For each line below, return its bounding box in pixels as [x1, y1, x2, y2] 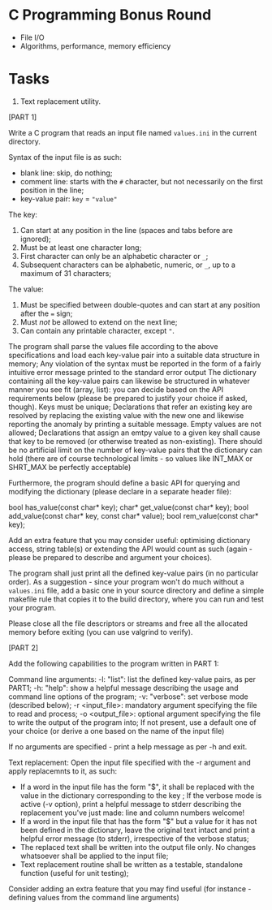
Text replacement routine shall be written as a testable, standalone [19, 859, 244, 869]
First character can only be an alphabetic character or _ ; [19, 251, 209, 261]
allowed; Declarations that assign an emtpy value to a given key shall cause [8, 428, 261, 438]
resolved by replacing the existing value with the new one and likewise [8, 410, 244, 420]
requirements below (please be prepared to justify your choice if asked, [8, 393, 248, 403]
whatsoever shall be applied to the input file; [19, 851, 169, 860]
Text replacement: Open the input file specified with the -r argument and [8, 757, 252, 767]
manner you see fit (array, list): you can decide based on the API [8, 384, 224, 395]
